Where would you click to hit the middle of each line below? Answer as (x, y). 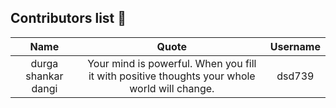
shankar (44, 76)
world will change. (172, 88)
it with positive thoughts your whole (172, 76)
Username (295, 46)
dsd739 (295, 76)
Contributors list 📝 (68, 18)
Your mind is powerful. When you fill (172, 63)
